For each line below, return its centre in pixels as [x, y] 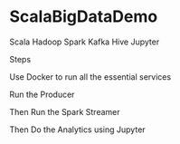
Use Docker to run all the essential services [90, 77]
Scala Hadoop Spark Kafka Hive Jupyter [85, 42]
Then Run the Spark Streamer [65, 111]
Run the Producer [42, 94]
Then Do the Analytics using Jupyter [78, 130]
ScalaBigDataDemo [84, 17]
